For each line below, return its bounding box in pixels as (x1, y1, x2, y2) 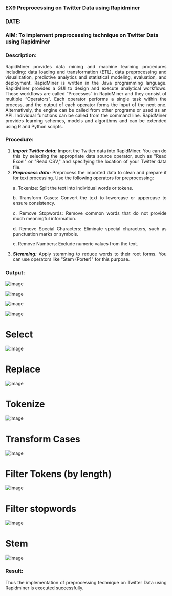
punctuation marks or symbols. (12, 231, 78, 237)
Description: (5, 52, 37, 59)
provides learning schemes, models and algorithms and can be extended (5, 118, 167, 124)
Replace (5, 363, 41, 375)
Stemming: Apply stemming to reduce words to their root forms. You (12, 251, 167, 257)
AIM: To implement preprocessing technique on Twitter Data (5, 31, 159, 38)
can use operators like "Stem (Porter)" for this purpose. (12, 256, 130, 262)
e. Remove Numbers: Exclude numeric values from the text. (12, 241, 138, 247)
